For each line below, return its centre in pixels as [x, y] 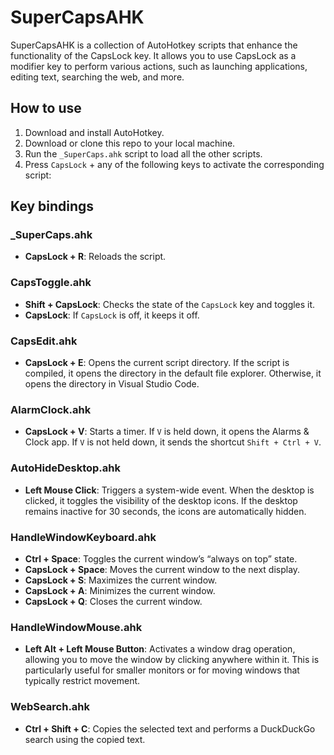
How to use [46, 108]
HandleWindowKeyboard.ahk [83, 537]
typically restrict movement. [82, 681]
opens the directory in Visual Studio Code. [112, 384]
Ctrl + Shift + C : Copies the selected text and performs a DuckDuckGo [170, 728]
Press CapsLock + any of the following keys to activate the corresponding [174, 164]
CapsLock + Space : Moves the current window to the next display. [162, 569]
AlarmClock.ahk [51, 409]
